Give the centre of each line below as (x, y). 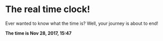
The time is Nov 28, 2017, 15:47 (38, 33)
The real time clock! (48, 9)
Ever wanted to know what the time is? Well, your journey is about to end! (82, 23)
